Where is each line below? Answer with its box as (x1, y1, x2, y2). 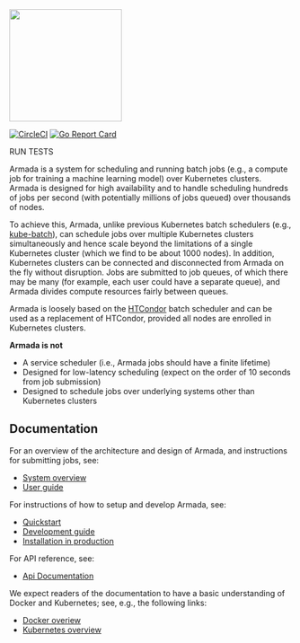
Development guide (22, 525, 96, 537)
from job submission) (22, 376, 101, 387)
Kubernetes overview (22, 624, 101, 635)
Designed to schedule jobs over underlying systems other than (22, 386, 255, 396)
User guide (22, 481, 64, 492)
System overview (22, 471, 87, 483)
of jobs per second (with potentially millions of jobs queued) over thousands (9, 192, 292, 203)
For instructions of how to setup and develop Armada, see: (9, 498, 227, 510)
